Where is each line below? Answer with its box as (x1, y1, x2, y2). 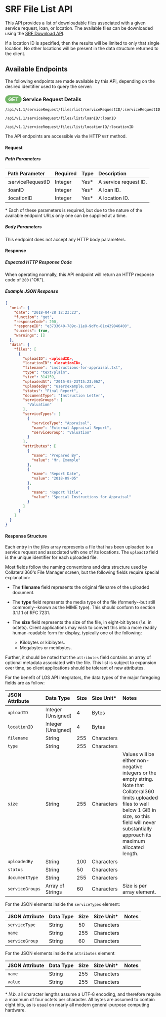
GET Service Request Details (8, 96, 82, 103)
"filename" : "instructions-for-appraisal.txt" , (23, 365, 123, 370)
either (122, 757, 136, 764)
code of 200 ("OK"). (5, 277, 45, 283)
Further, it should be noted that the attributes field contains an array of (5, 654, 151, 661)
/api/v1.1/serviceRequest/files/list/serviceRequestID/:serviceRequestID (5, 107, 161, 112)
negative (122, 763, 143, 770)
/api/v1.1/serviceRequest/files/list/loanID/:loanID (5, 116, 116, 121)
